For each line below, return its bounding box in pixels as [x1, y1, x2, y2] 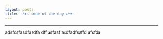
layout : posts [5, 7, 34, 12]
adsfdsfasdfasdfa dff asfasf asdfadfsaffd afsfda [5, 29, 101, 35]
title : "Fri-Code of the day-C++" [5, 12, 75, 16]
